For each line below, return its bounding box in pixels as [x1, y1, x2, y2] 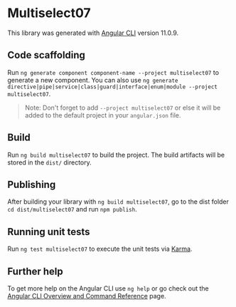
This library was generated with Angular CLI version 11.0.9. [7, 28, 179, 37]
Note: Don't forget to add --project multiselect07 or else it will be [24, 103, 221, 112]
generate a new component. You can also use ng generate [7, 76, 178, 84]
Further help [7, 265, 64, 277]
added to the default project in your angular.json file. [24, 110, 181, 119]
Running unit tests [7, 226, 90, 238]
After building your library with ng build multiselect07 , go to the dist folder [7, 197, 230, 206]
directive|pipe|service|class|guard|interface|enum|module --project [7, 83, 218, 90]
